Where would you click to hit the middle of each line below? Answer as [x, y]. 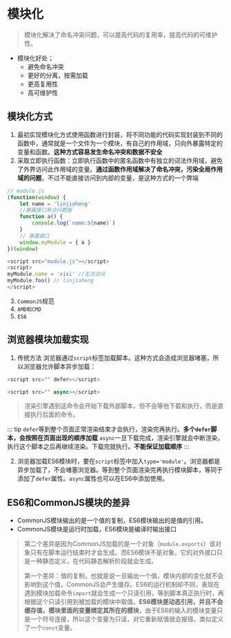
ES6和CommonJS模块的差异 [69, 502]
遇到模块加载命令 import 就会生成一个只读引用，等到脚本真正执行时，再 [124, 593]
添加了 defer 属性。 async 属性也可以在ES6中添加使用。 [93, 479]
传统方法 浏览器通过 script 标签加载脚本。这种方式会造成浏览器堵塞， [115, 358]
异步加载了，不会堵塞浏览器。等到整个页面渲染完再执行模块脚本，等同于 [120, 470]
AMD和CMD [29, 309]
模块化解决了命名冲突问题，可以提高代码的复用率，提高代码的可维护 [121, 35]
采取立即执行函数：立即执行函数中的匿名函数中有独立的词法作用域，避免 [120, 161]
